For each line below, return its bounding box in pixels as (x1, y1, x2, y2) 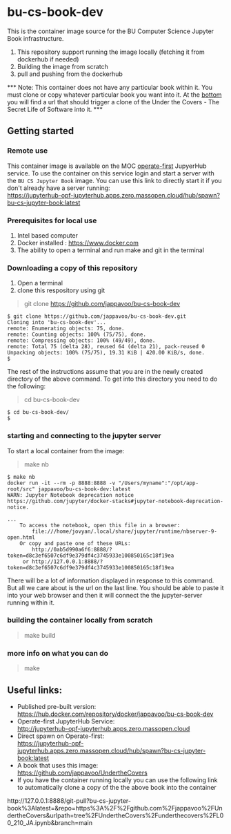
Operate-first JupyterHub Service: (17, 717, 115, 726)
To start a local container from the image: (7, 446, 125, 455)
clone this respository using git (17, 286, 106, 294)
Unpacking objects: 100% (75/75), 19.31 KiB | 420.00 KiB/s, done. (7, 350, 205, 357)
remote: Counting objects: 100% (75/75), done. (7, 331, 147, 339)
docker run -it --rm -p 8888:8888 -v (7, 480, 116, 486)
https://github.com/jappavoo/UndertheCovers (17, 768, 148, 777)
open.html (7, 533, 36, 541)
